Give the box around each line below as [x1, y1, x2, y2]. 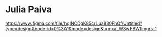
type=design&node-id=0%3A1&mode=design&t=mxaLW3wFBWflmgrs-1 [5, 25, 157, 31]
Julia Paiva [5, 4, 52, 15]
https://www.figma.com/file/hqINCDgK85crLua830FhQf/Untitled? [5, 20, 142, 26]
